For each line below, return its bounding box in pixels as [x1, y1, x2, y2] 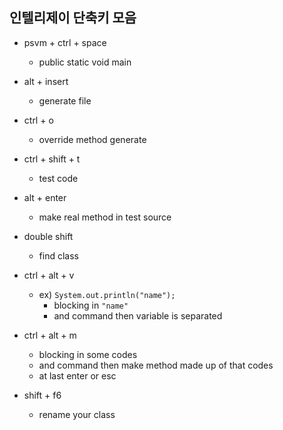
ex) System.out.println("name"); [38, 288, 176, 300]
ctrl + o [23, 114, 54, 126]
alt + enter [23, 191, 67, 203]
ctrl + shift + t [23, 153, 81, 165]
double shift [23, 230, 74, 242]
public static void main [38, 56, 132, 68]
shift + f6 [23, 389, 62, 401]
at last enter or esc [38, 369, 117, 382]
